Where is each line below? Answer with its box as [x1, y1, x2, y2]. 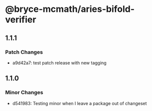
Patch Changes [5, 49, 43, 55]
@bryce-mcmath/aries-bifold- [5, 3, 135, 15]
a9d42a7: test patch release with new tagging [12, 59, 107, 65]
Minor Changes [5, 89, 43, 96]
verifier [5, 14, 36, 25]
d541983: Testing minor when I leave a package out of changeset [12, 100, 147, 106]
